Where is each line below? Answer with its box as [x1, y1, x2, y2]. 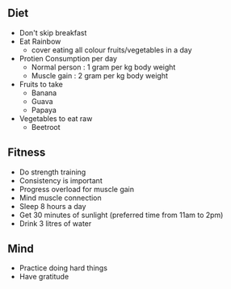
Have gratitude [19, 272, 69, 282]
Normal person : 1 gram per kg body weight [31, 62, 176, 72]
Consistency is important [19, 175, 103, 185]
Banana [31, 88, 57, 98]
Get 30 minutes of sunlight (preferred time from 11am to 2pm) [19, 210, 224, 220]
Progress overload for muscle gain [19, 184, 135, 194]
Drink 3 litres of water [19, 218, 92, 228]
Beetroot [31, 122, 61, 132]
